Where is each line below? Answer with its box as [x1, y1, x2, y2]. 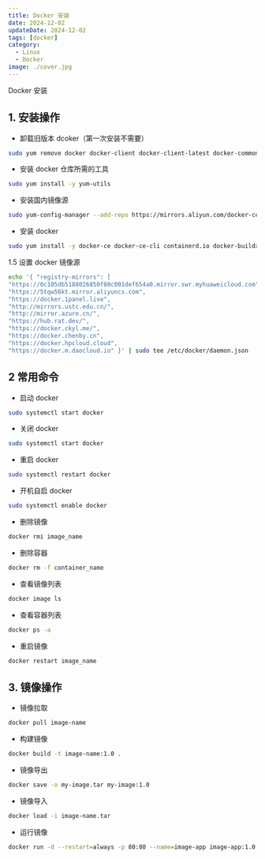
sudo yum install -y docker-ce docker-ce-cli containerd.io [8, 242, 211, 250]
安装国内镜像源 [19, 195, 69, 205]
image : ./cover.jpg [8, 63, 73, 71]
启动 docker [19, 392, 59, 403]
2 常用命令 [8, 370, 59, 384]
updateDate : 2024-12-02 [8, 26, 87, 34]
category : [8, 41, 41, 49]
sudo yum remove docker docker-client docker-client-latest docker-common [8, 149, 259, 157]
